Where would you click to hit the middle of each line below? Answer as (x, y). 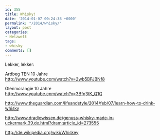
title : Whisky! (20, 14)
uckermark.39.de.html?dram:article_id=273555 (52, 123)
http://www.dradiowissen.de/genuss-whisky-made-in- (60, 118)
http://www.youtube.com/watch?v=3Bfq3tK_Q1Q (54, 94)
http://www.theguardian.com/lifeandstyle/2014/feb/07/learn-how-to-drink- (80, 103)
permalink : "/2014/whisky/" (34, 23)
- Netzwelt (16, 37)
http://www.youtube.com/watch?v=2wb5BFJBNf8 (55, 79)
